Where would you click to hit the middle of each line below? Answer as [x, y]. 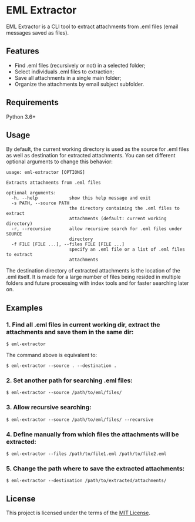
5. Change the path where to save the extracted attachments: [95, 469]
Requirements [32, 102]
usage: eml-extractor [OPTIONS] [46, 173]
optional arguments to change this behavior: [60, 161]
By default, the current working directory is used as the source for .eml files [97, 149]
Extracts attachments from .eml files [53, 183]
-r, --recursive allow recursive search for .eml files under [97, 229]
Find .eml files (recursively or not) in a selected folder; [80, 65]
